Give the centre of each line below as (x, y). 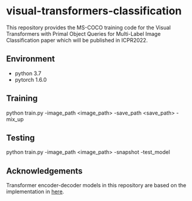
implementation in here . (35, 191)
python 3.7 (28, 73)
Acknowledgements (44, 171)
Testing (21, 137)
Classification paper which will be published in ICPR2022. (77, 40)
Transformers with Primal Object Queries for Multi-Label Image (83, 33)
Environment (31, 59)
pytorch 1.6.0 (31, 79)
